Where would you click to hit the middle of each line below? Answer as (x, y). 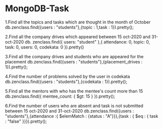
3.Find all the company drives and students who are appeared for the (74, 56)
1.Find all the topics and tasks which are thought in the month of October (78, 22)
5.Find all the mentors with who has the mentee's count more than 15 (74, 91)
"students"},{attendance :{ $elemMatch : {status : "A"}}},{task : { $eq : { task (82, 116)
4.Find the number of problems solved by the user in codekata (68, 76)
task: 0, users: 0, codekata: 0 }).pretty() (45, 47)
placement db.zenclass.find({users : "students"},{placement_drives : (74, 62)
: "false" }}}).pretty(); (26, 121)
